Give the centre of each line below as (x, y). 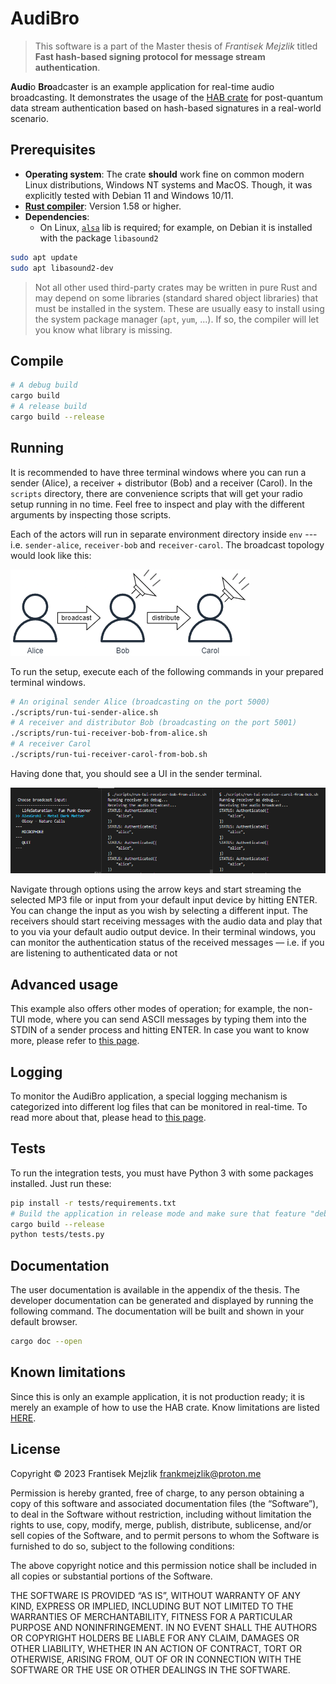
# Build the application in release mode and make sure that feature (158, 1213)
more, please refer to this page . (75, 1041)
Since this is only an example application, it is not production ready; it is (157, 1396)
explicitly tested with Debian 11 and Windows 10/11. (129, 195)
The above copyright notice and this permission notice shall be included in (163, 1565)
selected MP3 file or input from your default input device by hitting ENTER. (164, 900)
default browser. (44, 1322)
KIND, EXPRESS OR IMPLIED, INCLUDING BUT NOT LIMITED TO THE (152, 1606)
